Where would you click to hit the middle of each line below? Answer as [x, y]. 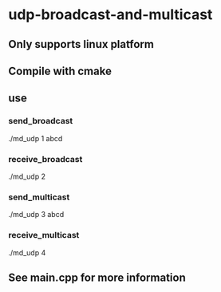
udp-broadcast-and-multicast [110, 15]
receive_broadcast [45, 159]
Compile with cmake [60, 71]
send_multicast [39, 197]
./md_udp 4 [27, 252]
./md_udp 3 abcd [36, 215]
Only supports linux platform [81, 44]
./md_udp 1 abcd [36, 138]
